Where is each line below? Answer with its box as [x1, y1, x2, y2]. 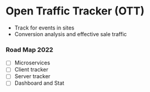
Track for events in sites [14, 24, 75, 31]
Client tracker [14, 66, 49, 73]
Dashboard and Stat [14, 79, 65, 87]
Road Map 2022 [5, 45, 54, 54]
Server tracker [14, 73, 51, 80]
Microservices [14, 59, 51, 67]
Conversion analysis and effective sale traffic [14, 30, 128, 37]
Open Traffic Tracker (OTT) [5, 4, 145, 18]
